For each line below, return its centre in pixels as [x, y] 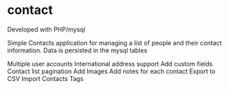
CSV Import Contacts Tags [45, 78]
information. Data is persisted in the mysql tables [77, 50]
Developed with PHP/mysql [46, 29]
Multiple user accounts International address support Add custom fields [110, 63]
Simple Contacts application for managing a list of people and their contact [114, 43]
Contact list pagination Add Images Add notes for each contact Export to [111, 71]
